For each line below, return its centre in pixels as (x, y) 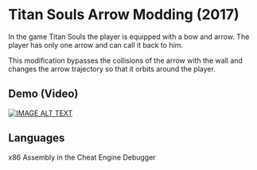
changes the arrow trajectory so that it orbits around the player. (112, 68)
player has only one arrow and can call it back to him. (96, 44)
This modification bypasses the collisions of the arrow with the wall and (125, 60)
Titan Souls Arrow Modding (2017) (124, 15)
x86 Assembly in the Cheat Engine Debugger (82, 157)
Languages (37, 138)
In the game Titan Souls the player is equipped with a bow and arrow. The (129, 37)
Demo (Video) (43, 94)
